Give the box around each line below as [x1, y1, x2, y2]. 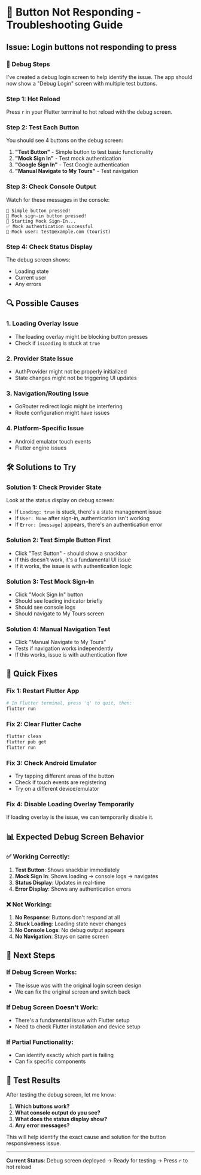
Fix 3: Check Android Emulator [6, 758, 97, 767]
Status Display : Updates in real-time [14, 879, 106, 886]
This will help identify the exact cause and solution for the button [6, 1134, 166, 1141]
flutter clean [6, 733, 42, 739]
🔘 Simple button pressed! [6, 208, 71, 214]
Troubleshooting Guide [6, 18, 123, 32]
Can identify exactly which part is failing [14, 1052, 114, 1059]
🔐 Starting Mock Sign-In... [6, 218, 77, 224]
